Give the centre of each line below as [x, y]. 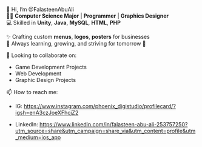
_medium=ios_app [38, 137]
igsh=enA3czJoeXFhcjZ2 [47, 113]
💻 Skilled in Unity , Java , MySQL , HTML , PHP [64, 22]
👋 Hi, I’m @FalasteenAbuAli [40, 9]
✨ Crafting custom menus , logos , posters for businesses [78, 37]
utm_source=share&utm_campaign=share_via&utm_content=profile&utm [105, 131]
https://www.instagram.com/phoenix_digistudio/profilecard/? [99, 106]
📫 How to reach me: [32, 92]
